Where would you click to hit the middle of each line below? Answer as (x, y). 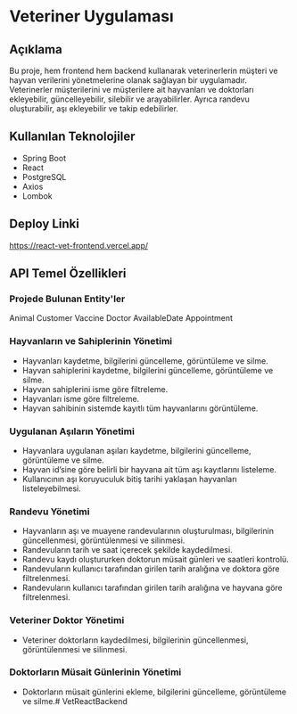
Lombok (37, 196)
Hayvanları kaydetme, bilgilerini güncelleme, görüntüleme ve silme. (145, 361)
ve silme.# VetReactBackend (74, 701)
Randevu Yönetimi (49, 512)
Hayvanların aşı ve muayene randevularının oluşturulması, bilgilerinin (148, 531)
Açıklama (36, 49)
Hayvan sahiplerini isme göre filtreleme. (95, 389)
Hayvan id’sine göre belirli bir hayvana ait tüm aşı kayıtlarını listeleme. (149, 469)
